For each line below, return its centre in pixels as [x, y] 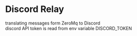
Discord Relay [35, 9]
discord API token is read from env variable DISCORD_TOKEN [68, 28]
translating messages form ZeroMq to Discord [53, 23]
